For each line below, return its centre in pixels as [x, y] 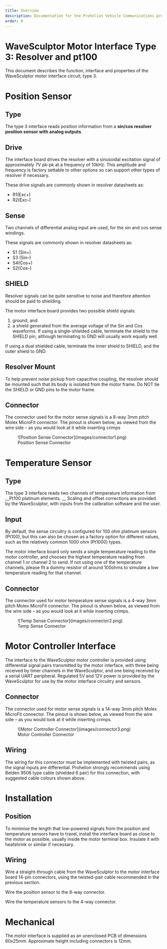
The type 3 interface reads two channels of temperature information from [80, 493]
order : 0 [14, 21]
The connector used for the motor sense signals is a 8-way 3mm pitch [77, 417]
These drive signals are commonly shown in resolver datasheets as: [75, 185]
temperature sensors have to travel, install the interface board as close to [80, 834]
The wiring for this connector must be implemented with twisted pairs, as [80, 762]
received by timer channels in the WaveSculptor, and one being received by [83, 670]
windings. [15, 233]
